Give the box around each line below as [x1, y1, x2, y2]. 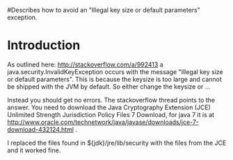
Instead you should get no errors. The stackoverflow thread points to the [7, 96, 216, 104]
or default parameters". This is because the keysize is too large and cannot [7, 75, 223, 83]
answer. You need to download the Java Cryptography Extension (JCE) [7, 103, 211, 112]
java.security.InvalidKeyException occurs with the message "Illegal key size [7, 67, 224, 75]
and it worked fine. [7, 145, 61, 154]
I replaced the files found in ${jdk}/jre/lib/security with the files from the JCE [7, 139, 227, 147]
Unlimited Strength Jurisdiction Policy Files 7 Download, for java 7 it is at [7, 110, 214, 118]
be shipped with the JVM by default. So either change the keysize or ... [7, 82, 211, 91]
